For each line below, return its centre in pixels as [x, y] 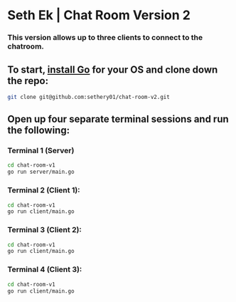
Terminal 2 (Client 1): [44, 190]
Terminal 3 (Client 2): [44, 230]
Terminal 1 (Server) [41, 151]
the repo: [28, 81]
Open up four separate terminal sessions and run [118, 119]
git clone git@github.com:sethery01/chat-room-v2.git [89, 97]
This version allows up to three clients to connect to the [105, 38]
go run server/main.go [41, 172]
